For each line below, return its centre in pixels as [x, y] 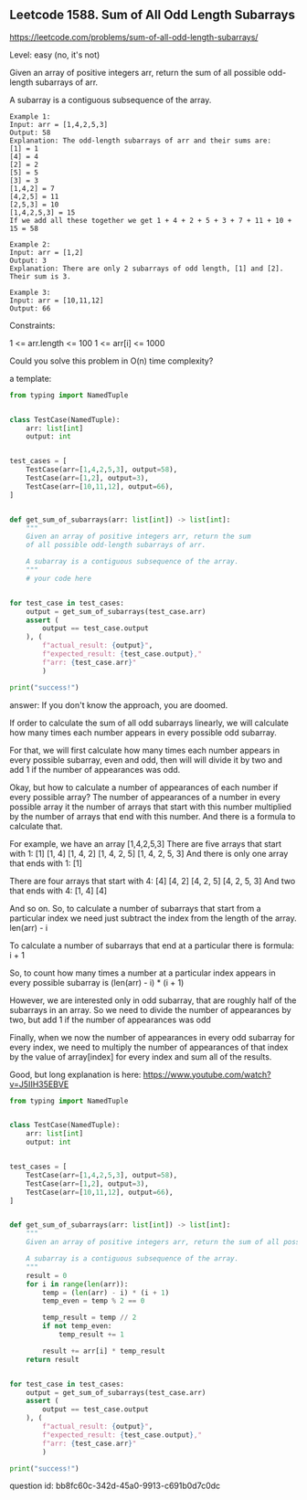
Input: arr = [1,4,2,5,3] [58, 124]
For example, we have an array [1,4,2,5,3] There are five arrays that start [145, 843]
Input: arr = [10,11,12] [57, 301]
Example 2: [30, 244]
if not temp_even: [77, 1326]
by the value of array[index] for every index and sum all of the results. [141, 1056]
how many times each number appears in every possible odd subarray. [143, 732]
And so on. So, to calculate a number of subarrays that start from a [136, 908]
